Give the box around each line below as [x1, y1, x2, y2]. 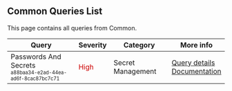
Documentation [171, 66, 222, 76]
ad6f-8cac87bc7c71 [10, 75, 60, 82]
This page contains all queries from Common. [7, 23, 137, 32]
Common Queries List [7, 6, 103, 17]
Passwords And [10, 52, 62, 61]
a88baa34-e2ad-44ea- [10, 69, 68, 76]
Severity [78, 40, 107, 50]
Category [123, 40, 155, 50]
